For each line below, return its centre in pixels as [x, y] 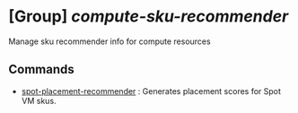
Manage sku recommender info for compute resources [110, 41]
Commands [42, 70]
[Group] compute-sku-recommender [149, 17]
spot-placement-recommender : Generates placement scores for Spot [151, 91]
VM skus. [39, 100]
